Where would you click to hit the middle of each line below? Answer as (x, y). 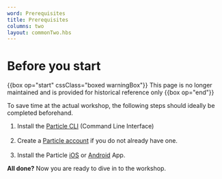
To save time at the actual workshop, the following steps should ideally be (111, 106)
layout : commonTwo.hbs (39, 32)
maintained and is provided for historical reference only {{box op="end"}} (111, 92)
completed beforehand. (40, 113)
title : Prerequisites (38, 20)
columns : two (26, 26)
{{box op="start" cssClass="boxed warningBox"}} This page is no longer (110, 85)
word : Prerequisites (37, 13)
